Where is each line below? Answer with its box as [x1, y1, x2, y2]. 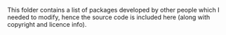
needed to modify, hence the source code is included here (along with [7, 13, 211, 21]
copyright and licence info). [7, 21, 87, 28]
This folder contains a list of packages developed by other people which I [7, 6, 220, 14]
